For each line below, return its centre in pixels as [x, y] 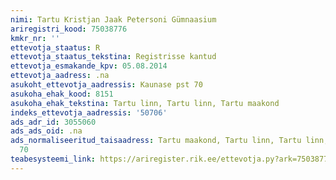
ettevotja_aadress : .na [60, 76]
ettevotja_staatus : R [55, 47]
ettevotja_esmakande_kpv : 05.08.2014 [89, 66]
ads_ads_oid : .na [46, 131]
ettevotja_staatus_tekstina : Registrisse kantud [113, 57]
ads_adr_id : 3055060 [53, 122]
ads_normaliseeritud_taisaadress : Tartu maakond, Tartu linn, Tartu [156, 141]
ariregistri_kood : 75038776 [69, 29]
